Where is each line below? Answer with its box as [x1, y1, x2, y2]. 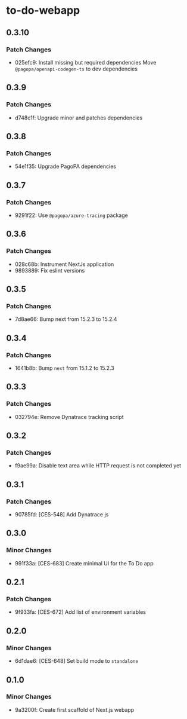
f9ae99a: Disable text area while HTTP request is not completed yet [14, 462, 182, 469]
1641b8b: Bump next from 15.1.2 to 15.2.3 [14, 365, 114, 371]
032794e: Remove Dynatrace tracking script [14, 413, 124, 420]
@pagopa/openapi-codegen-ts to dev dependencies [14, 65, 138, 72]
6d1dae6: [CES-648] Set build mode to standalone [14, 657, 139, 665]
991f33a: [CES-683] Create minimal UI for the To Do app [14, 559, 154, 567]
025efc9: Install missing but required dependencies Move [14, 59, 157, 66]
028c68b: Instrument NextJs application [14, 261, 114, 268]
